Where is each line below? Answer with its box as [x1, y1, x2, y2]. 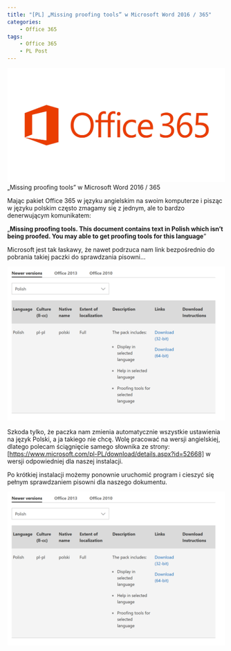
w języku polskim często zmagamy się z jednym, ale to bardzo [7, 204, 185, 213]
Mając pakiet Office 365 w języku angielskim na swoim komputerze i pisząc [7, 197, 223, 205]
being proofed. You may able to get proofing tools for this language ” [7, 232, 207, 240]
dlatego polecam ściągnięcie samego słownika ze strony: [7, 442, 170, 450]
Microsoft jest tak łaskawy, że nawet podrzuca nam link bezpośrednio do [7, 246, 215, 254]
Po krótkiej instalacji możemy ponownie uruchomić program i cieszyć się [7, 470, 214, 479]
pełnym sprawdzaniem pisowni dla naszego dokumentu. [7, 478, 167, 486]
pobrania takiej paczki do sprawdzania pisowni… [7, 253, 146, 261]
